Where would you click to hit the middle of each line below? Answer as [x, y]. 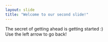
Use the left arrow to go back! [36, 34]
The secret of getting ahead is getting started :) [54, 28]
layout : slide [20, 10]
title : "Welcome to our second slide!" [47, 14]
